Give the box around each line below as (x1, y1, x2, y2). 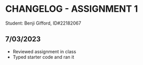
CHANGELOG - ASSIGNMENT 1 (5, 3, 138, 15)
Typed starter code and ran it (12, 54, 75, 60)
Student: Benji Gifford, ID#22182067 (5, 20, 82, 26)
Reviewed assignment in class (12, 48, 77, 54)
